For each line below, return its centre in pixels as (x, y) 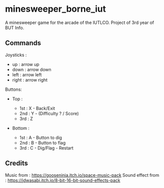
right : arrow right (30, 80)
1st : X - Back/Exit (37, 108)
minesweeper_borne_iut (56, 9)
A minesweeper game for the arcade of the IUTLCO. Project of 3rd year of (80, 22)
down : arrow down (32, 69)
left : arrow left (27, 75)
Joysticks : (16, 55)
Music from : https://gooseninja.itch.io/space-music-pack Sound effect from (82, 175)
